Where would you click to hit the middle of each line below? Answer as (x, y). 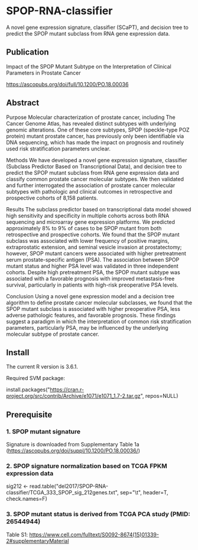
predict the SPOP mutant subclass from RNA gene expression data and (92, 172)
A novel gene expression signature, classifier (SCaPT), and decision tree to (98, 27)
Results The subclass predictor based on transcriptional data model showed (99, 209)
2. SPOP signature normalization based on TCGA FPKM (87, 466)
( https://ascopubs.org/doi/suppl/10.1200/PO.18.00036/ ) (73, 451)
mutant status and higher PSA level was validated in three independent (92, 266)
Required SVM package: (36, 378)
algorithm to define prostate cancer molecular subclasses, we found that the (99, 303)
